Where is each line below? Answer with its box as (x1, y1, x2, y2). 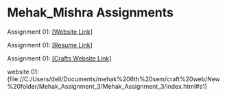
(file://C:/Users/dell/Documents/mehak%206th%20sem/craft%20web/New (7, 74, 221, 83)
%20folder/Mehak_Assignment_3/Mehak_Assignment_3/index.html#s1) (7, 82, 208, 90)
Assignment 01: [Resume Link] (7, 41, 93, 49)
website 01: (7, 67, 39, 76)
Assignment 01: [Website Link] (7, 28, 93, 36)
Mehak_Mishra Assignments (7, 5, 174, 21)
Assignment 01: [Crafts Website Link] (7, 54, 112, 63)
